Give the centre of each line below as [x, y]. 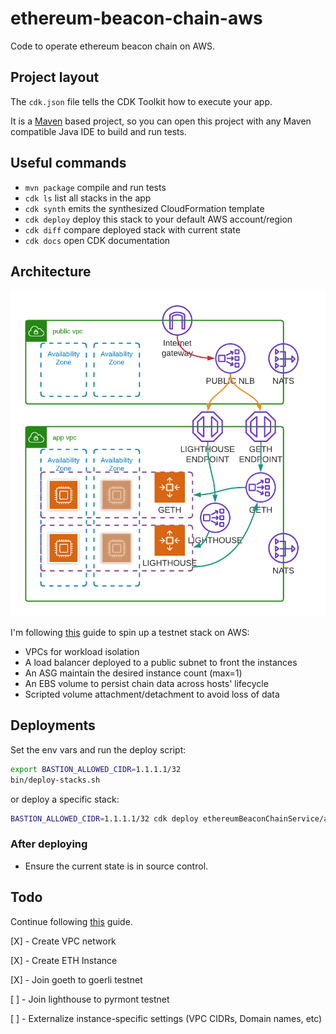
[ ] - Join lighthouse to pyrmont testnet [90, 999]
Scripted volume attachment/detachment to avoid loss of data [152, 694]
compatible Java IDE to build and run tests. [98, 131]
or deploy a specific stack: [65, 799]
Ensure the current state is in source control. [116, 866]
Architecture [51, 271]
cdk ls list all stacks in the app [88, 198]
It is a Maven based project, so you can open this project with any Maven [161, 121]
